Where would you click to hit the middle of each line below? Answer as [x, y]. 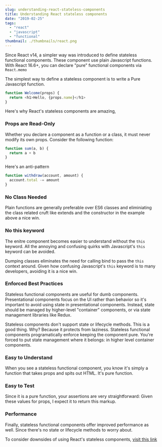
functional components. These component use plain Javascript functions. [79, 60]
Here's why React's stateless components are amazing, [61, 111]
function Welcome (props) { [32, 93]
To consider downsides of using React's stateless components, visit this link [81, 439]
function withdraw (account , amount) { [44, 176]
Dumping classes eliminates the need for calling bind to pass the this [74, 261]
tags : [10, 23]
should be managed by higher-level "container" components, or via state [78, 310]
